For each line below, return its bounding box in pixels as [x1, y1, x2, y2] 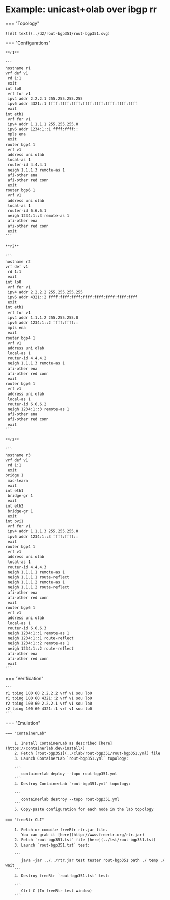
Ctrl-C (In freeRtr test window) [21, 888, 93, 893]
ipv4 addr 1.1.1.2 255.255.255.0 [7, 315, 79, 320]
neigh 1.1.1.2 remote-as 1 [7, 579, 65, 585]
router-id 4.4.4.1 [7, 162, 47, 167]
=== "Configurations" [5, 40, 51, 46]
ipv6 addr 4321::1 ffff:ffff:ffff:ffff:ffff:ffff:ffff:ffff [7, 101, 138, 106]
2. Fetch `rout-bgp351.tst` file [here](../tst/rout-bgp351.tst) [14, 837, 156, 842]
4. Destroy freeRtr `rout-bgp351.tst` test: [14, 873, 110, 878]
